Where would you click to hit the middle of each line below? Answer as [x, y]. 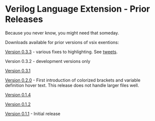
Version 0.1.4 [18, 95]
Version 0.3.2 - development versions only [48, 61]
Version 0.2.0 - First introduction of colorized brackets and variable [73, 80]
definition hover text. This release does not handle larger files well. [72, 85]
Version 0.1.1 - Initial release [33, 114]
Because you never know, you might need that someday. [62, 33]
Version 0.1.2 [18, 104]
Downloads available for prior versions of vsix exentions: [62, 42]
